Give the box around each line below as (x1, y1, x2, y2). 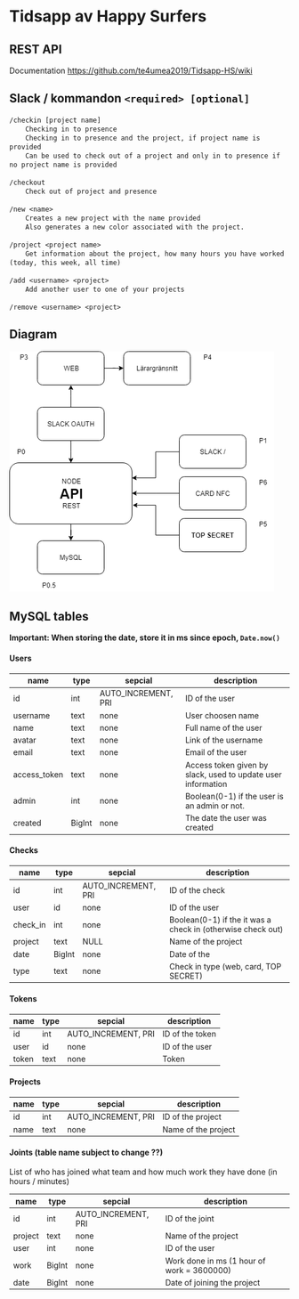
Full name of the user (185, 722, 263, 733)
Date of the (168, 948, 211, 959)
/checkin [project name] (9, 116, 101, 125)
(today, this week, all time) (9, 258, 122, 267)
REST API (9, 42, 62, 57)
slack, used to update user (185, 768, 282, 780)
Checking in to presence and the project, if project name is (25, 134, 261, 142)
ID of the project (162, 1111, 222, 1123)
